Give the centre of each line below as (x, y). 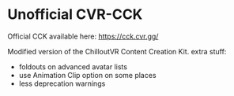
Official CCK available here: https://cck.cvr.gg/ (83, 36)
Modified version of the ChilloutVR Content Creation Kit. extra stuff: (117, 51)
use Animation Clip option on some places (87, 75)
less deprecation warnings (62, 83)
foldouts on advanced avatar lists (73, 66)
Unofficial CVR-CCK (75, 15)
